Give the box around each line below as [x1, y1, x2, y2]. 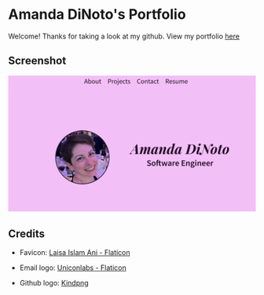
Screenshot [8, 54, 67, 67]
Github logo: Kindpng [19, 279, 89, 288]
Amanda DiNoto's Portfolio [8, 5, 186, 24]
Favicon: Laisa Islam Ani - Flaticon [19, 248, 131, 257]
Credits [8, 227, 46, 240]
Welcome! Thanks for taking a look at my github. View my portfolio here [8, 31, 240, 41]
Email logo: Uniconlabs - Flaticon [19, 263, 127, 272]
